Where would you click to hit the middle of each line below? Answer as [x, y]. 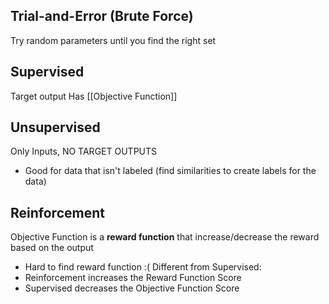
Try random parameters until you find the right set [113, 40]
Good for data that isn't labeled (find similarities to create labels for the [170, 171]
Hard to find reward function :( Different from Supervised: [143, 267]
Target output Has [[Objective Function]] [94, 96]
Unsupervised [55, 127]
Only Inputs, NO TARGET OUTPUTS [84, 151]
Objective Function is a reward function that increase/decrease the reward [165, 237]
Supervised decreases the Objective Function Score [132, 288]
